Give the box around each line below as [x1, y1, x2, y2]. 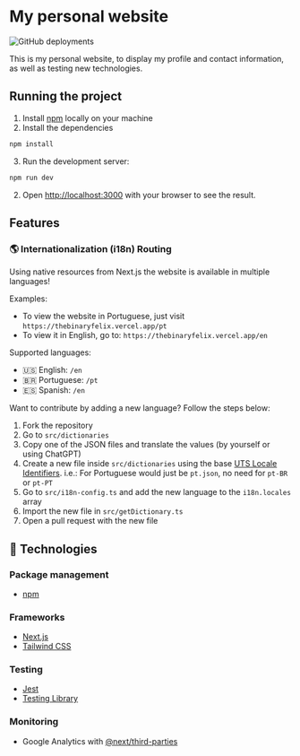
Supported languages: [9, 347, 91, 358]
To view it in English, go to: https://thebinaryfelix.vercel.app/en [21, 330, 269, 341]
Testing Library [21, 693, 79, 704]
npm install [9, 139, 54, 149]
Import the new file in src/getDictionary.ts [21, 506, 184, 517]
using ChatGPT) [21, 448, 82, 459]
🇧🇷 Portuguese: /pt [21, 375, 99, 386]
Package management [9, 568, 109, 580]
